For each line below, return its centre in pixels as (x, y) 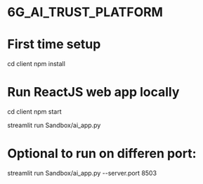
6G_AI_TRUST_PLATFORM (85, 12)
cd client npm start (34, 112)
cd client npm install (36, 64)
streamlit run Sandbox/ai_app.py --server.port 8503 (82, 173)
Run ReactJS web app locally (93, 92)
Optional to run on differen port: (102, 153)
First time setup (54, 45)
